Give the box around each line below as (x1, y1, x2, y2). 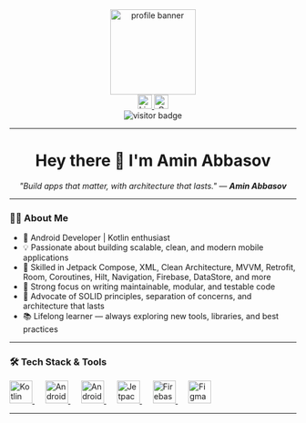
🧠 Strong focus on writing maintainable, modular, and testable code (22, 281, 276, 292)
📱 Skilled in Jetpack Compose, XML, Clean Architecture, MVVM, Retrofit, (22, 262, 296, 273)
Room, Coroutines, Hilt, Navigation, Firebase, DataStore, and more (22, 272, 271, 283)
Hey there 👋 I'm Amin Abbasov (35, 150, 271, 171)
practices (22, 324, 59, 335)
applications (22, 252, 69, 263)
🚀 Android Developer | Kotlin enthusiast (22, 232, 170, 244)
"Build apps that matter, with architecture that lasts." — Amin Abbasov (19, 180, 287, 191)
